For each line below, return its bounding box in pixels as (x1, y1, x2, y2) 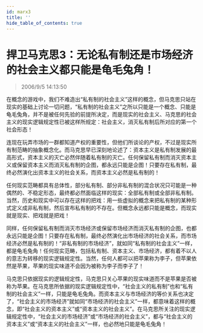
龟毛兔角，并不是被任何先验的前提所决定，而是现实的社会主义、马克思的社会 (6, 111, 197, 118)
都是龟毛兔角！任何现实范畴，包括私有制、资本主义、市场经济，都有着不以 (6, 247, 192, 255)
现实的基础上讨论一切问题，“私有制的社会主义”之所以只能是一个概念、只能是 (6, 103, 196, 110)
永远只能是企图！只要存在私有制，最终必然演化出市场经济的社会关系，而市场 (6, 232, 197, 239)
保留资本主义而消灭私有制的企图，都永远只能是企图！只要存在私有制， (16, 161, 192, 169)
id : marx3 (6, 8, 31, 15)
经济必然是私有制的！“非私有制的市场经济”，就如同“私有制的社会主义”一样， (6, 239, 196, 247)
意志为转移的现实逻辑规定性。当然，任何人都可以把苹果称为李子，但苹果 (11, 255, 192, 262)
